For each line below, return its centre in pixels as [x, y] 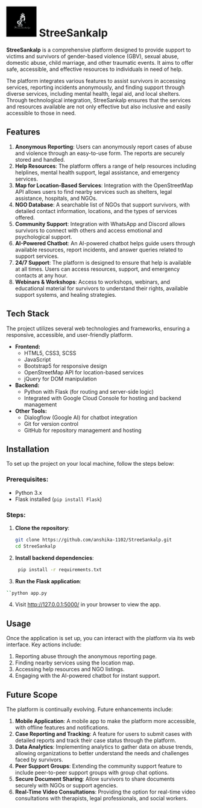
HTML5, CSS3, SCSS [50, 353]
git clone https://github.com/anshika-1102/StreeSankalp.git [93, 540]
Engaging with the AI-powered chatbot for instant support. [88, 676]
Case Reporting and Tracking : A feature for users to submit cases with [103, 734]
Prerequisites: [27, 480]
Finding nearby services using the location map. [75, 663]
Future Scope [32, 694]
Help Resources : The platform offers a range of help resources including [106, 166]
